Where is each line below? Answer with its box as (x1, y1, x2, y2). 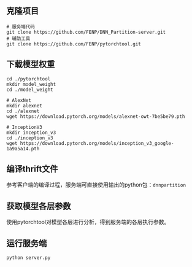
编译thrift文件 (6, 164, 58, 174)
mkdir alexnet (6, 103, 43, 109)
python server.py (6, 255, 51, 261)
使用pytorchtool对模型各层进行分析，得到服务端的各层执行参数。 (6, 219, 170, 226)
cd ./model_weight (6, 87, 53, 93)
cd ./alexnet (6, 108, 40, 114)
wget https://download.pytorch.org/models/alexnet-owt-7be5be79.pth (6, 113, 185, 120)
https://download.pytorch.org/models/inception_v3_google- (20, 140, 174, 146)
